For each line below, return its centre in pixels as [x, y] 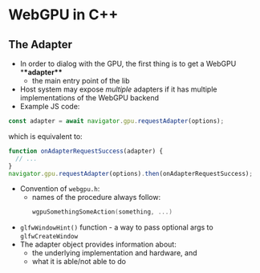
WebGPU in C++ [63, 15]
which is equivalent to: [45, 136]
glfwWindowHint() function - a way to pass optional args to [117, 227]
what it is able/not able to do [79, 262]
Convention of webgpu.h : [60, 189]
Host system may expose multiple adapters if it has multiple [118, 89]
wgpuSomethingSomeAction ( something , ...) [102, 212]
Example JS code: [50, 106]
